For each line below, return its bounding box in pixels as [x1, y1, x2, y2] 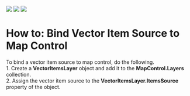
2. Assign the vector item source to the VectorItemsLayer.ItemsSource [6, 77, 179, 84]
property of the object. [6, 83, 61, 90]
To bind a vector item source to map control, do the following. [6, 59, 155, 66]
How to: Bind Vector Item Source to [6, 27, 180, 40]
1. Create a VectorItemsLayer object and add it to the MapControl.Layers [6, 64, 184, 71]
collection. [6, 71, 32, 78]
